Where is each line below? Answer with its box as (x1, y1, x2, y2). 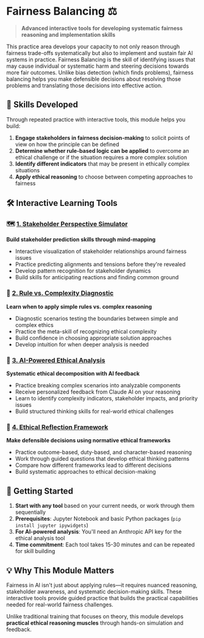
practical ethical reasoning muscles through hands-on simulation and (6, 619, 184, 626)
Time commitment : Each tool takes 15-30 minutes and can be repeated (15, 541, 195, 548)
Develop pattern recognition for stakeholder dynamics (15, 267, 151, 274)
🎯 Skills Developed (6, 100, 79, 110)
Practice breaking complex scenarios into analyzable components (15, 382, 181, 389)
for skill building (15, 548, 55, 555)
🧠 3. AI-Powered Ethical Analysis (6, 356, 105, 364)
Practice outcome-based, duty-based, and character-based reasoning (15, 449, 192, 456)
